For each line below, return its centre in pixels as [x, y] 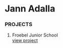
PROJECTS [19, 24]
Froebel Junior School [35, 35]
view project [25, 40]
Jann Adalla [30, 9]
